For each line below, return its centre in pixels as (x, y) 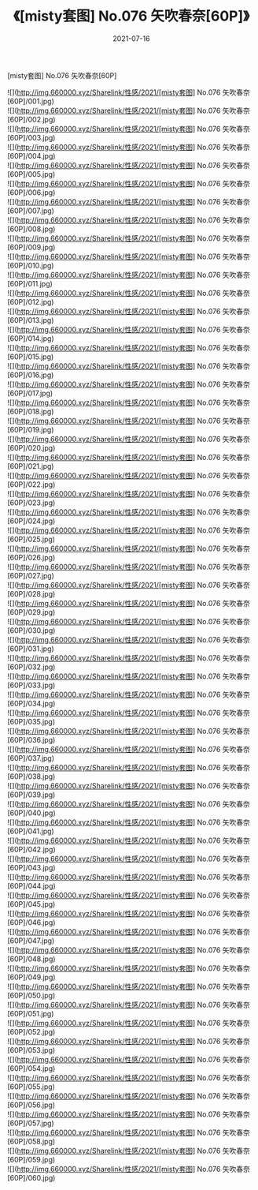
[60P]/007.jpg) (31, 211)
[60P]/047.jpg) (31, 941)
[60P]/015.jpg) (31, 357)
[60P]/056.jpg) (31, 1105)
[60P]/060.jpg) (31, 1177)
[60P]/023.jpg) (31, 503)
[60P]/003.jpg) (31, 137)
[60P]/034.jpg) (31, 703)
